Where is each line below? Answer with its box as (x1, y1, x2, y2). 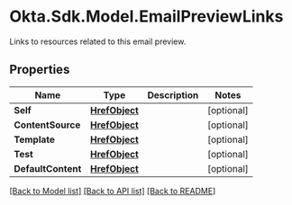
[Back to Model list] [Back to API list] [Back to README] (9, 185, 216, 196)
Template (14, 133, 56, 146)
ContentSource (14, 119, 81, 131)
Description (147, 88, 199, 101)
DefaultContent (14, 162, 82, 174)
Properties (9, 62, 70, 77)
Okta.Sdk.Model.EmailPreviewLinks (9, 6, 284, 27)
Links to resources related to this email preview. (9, 36, 187, 47)
